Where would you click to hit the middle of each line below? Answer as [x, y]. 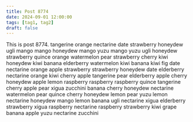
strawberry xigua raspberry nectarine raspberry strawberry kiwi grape [91, 107]
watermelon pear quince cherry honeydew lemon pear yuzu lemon [87, 94]
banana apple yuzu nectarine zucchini [52, 113]
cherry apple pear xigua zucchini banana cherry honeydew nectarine [90, 88]
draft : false [22, 28]
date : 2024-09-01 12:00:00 [39, 17]
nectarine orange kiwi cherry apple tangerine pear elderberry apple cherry [96, 76]
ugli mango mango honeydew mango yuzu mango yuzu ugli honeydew [92, 51]
